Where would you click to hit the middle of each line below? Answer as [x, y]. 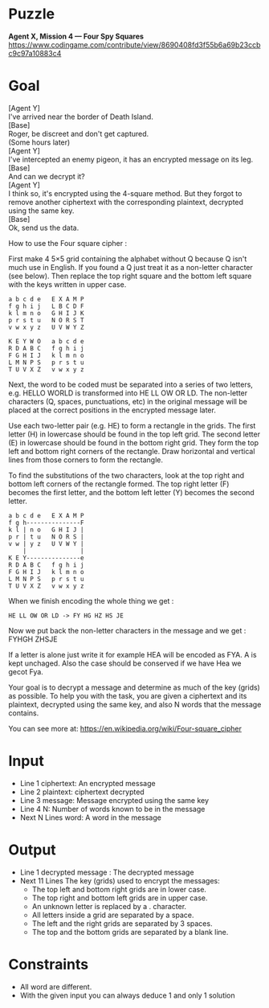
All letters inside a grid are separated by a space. [113, 915]
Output [32, 850]
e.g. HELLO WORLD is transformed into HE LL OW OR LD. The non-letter [128, 393]
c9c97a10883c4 [35, 53]
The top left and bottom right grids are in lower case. [119, 889]
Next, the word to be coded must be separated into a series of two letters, [130, 384]
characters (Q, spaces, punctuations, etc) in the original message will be [128, 401]
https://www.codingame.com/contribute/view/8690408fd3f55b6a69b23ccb [134, 44]
